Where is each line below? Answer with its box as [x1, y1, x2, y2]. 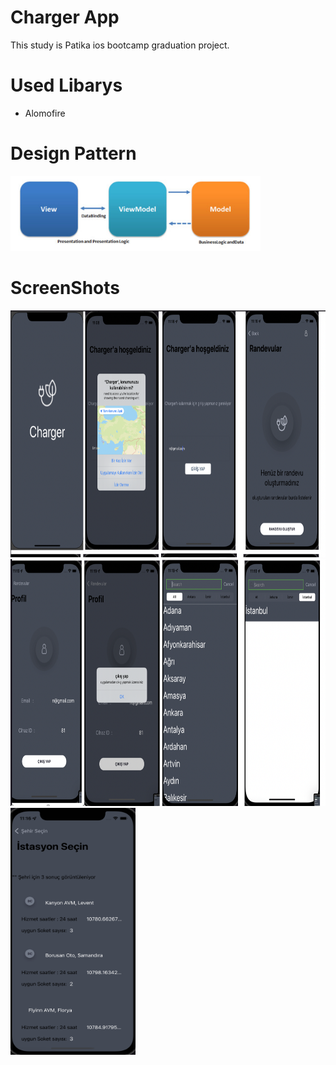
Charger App [10, 6, 120, 29]
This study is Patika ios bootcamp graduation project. [10, 39, 230, 51]
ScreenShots [10, 277, 120, 299]
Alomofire [24, 107, 66, 119]
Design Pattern [10, 142, 137, 165]
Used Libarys [10, 74, 123, 97]
